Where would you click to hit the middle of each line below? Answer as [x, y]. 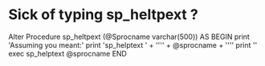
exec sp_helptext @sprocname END [67, 53]
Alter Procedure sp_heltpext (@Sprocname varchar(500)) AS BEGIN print [129, 37]
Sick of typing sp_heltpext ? [103, 15]
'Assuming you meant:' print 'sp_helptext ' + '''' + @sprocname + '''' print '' [133, 45]
